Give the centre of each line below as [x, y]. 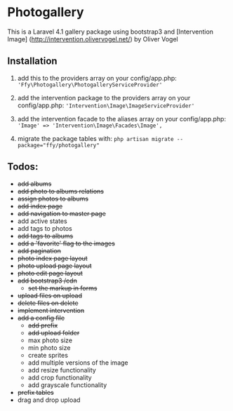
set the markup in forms [62, 288]
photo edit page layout [50, 273]
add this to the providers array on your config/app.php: [97, 78]
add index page [40, 206]
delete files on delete [48, 303]
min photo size [49, 347]
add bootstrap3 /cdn [47, 281]
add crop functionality [60, 377]
